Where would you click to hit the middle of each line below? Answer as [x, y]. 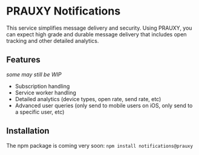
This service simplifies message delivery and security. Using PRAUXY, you [99, 28]
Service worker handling [46, 93]
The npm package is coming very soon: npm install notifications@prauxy [100, 145]
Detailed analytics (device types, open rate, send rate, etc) [88, 99]
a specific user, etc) [40, 112]
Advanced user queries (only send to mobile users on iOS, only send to [104, 105]
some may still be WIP [34, 74]
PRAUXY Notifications [64, 11]
